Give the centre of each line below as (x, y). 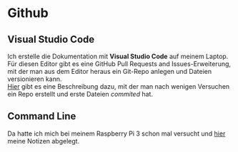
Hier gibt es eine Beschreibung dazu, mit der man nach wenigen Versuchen (119, 86)
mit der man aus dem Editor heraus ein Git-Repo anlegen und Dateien (110, 71)
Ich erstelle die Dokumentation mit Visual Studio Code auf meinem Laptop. (118, 56)
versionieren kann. (35, 79)
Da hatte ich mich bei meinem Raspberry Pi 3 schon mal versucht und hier (116, 134)
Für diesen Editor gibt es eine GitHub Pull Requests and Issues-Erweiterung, (119, 64)
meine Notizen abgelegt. (44, 141)
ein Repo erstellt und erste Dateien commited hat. (80, 94)
